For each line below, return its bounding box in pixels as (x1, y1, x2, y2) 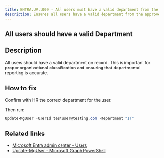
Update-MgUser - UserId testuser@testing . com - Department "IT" (5, 116, 134, 121)
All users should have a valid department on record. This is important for (5, 59, 151, 65)
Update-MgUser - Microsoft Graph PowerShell (12, 148, 106, 154)
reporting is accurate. (5, 69, 49, 76)
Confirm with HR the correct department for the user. (5, 97, 112, 103)
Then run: (5, 106, 25, 113)
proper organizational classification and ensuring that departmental (5, 65, 141, 70)
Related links (5, 129, 45, 137)
